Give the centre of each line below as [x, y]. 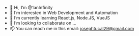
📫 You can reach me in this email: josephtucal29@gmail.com [72, 28]
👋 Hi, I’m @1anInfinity [31, 8]
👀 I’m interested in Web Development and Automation [64, 13]
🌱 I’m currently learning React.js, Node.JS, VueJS [60, 18]
